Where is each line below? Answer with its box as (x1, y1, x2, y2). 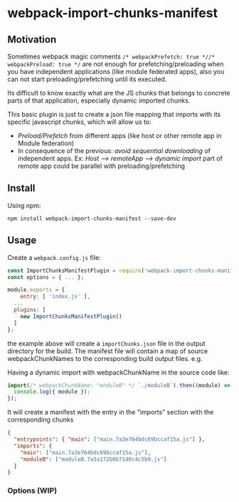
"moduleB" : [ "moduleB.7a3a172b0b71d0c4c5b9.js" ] (20, 456, 167, 463)
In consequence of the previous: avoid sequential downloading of (17, 147, 211, 155)
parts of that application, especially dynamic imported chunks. (7, 96, 191, 105)
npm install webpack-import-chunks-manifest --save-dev (7, 215, 176, 222)
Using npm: (7, 201, 41, 209)
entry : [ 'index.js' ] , (20, 293, 91, 300)
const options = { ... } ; (7, 273, 84, 281)
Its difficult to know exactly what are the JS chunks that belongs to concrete (7, 89, 230, 97)
